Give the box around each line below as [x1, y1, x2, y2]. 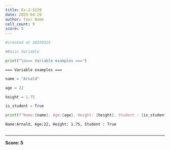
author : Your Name [5, 17, 44, 22]
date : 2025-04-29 [5, 12, 42, 17]
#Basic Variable [5, 49, 39, 54]
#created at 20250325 [5, 40, 51, 45]
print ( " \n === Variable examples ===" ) [5, 58, 87, 63]
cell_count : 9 [5, 21, 35, 27]
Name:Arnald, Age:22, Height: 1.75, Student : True [5, 122, 116, 127]
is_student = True [5, 104, 44, 109]
